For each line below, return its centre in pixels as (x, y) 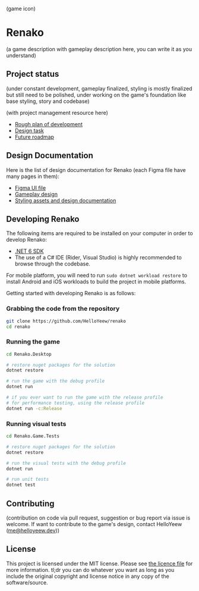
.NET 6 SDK (29, 251)
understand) (21, 55)
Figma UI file (30, 187)
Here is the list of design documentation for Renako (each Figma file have (96, 170)
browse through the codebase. (53, 264)
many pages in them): (33, 176)
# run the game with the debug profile (56, 381)
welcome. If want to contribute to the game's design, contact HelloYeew (94, 524)
